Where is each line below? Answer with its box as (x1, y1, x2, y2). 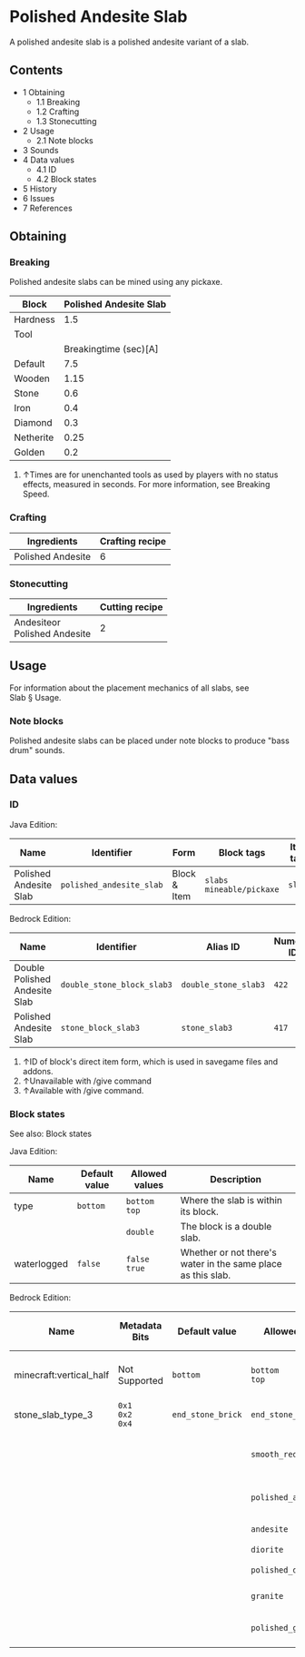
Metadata (119, 1319, 162, 1332)
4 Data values (22, 154, 75, 165)
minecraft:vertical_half (14, 1368, 110, 1381)
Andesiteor (14, 616, 61, 629)
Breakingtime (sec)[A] (64, 343, 159, 356)
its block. (180, 1205, 220, 1218)
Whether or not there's (180, 1246, 277, 1259)
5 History (22, 183, 57, 194)
